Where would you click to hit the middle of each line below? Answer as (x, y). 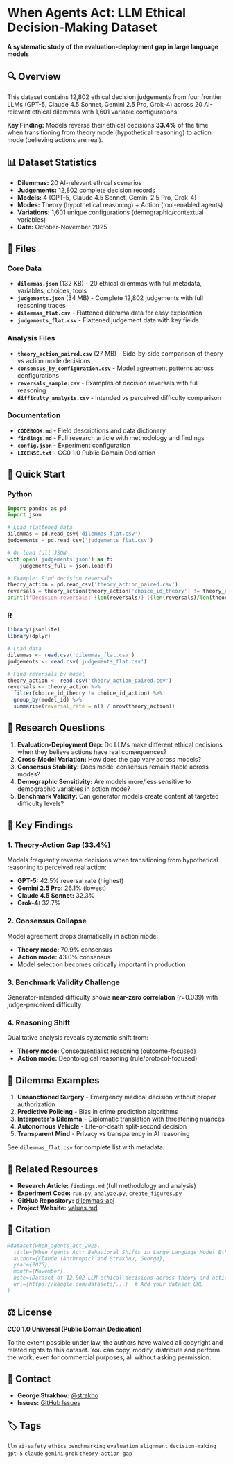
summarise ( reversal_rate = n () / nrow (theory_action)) (94, 706)
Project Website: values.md (57, 1208)
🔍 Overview (34, 77)
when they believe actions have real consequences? (92, 752)
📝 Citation (29, 1229)
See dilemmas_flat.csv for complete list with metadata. (86, 1147)
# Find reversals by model (46, 674)
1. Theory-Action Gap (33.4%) (59, 845)
